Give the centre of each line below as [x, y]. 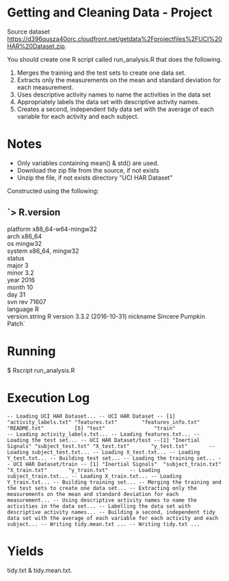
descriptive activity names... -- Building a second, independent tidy [111, 512]
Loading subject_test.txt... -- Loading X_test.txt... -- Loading [104, 452]
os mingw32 [25, 243]
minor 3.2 [21, 273]
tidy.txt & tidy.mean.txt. [40, 570]
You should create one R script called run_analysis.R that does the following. [114, 59]
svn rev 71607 [27, 301]
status [16, 258]
